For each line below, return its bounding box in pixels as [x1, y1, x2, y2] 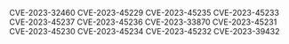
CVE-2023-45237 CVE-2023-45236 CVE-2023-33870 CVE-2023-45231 [9, 17, 277, 27]
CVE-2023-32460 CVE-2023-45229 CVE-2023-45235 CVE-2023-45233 [9, 8, 280, 18]
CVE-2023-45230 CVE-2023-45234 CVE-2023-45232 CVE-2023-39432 [9, 26, 280, 36]
